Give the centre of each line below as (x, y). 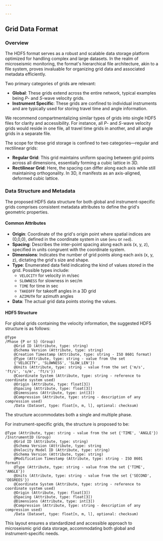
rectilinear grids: (21, 148)
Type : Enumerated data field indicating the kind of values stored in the (83, 265)
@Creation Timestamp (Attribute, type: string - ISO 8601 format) (83, 355)
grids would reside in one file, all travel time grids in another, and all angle (79, 128)
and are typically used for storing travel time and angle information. (80, 109)
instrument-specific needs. (32, 534)
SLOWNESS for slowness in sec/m (51, 280)
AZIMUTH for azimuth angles (47, 296)
